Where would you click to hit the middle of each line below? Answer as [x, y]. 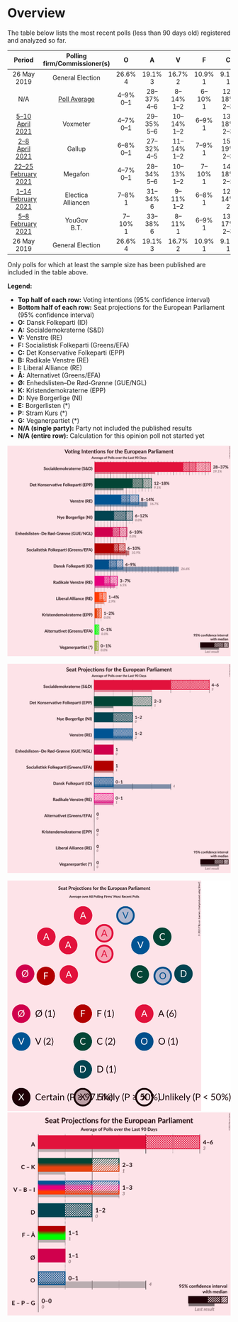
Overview [36, 13]
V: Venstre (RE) [40, 337]
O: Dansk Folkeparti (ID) [53, 322]
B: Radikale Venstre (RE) [53, 360]
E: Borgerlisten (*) [44, 405]
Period [24, 60]
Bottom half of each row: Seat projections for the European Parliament [121, 307]
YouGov [76, 220]
